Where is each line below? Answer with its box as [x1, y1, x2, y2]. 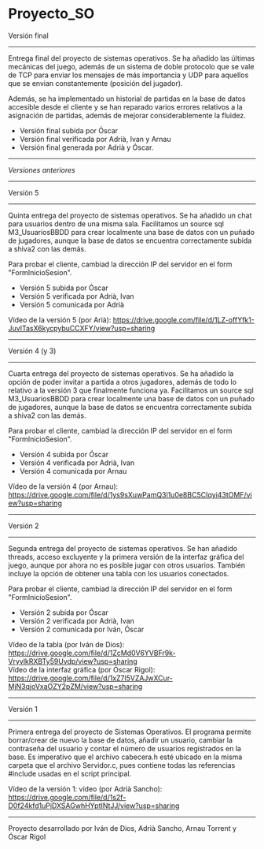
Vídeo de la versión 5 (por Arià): [8, 315, 112, 324]
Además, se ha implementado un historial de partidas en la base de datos [8, 94, 246, 103]
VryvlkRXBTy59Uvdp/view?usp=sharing [8, 656, 137, 666]
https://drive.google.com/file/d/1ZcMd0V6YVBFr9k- [8, 648, 176, 657]
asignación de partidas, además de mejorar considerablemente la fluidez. [8, 110, 246, 120]
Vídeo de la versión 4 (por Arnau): [8, 482, 119, 491]
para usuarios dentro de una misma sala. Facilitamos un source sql [8, 218, 225, 229]
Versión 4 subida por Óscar [19, 449, 109, 459]
